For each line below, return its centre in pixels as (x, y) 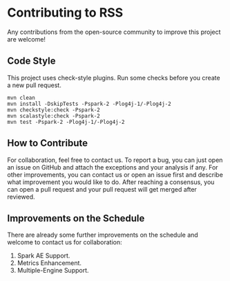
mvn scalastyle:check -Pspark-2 (54, 116)
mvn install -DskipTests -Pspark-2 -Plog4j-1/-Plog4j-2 (89, 104)
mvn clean (21, 98)
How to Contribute (48, 143)
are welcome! (27, 39)
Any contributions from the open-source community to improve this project (114, 32)
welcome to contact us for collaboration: (65, 242)
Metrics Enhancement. (49, 263)
